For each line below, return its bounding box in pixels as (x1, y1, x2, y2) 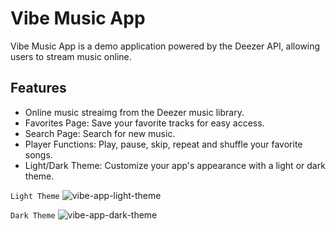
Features (10, 80, 67, 97)
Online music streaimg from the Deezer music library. (24, 106, 245, 118)
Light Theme (10, 191, 60, 201)
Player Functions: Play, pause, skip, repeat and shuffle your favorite (24, 138, 303, 150)
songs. (24, 148, 53, 161)
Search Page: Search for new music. (24, 127, 176, 139)
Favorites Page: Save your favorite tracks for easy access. (24, 117, 265, 129)
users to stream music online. (10, 50, 132, 62)
